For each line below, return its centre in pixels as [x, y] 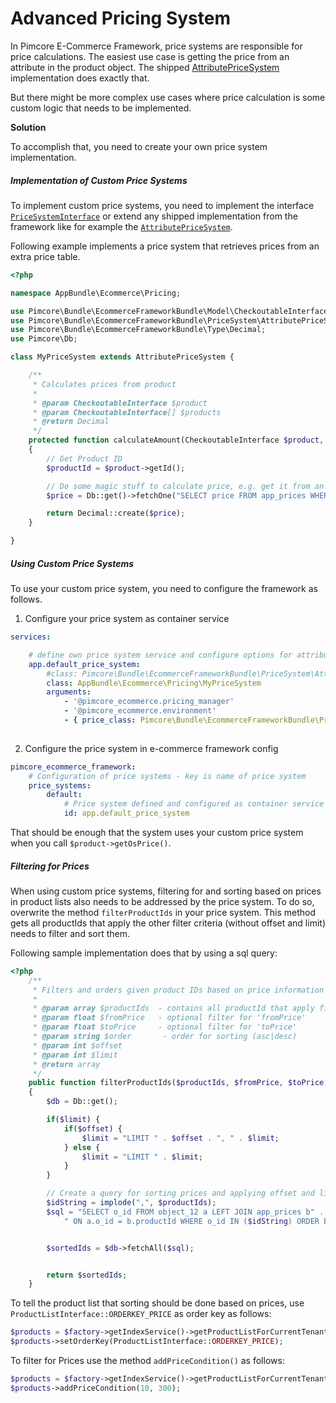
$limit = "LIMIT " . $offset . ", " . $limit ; [180, 1138]
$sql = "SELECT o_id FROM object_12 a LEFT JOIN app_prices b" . [185, 1212]
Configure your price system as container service [127, 618]
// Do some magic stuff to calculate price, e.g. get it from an [185, 486]
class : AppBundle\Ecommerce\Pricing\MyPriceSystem [154, 683]
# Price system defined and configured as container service [194, 804]
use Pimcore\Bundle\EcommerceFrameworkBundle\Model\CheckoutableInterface [169, 311]
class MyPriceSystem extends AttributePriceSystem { [122, 357]
